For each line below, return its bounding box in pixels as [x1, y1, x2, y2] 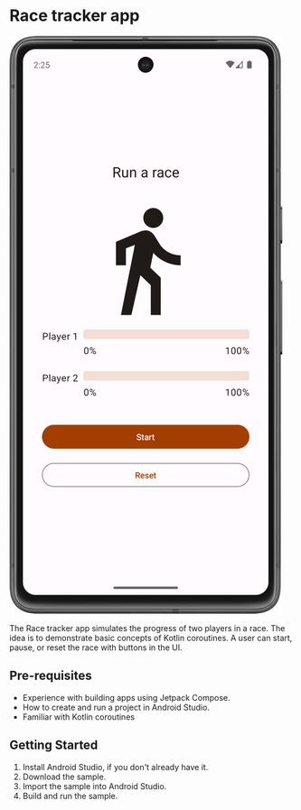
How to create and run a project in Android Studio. [22, 702, 211, 712]
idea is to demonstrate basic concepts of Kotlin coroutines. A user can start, [9, 632, 293, 643]
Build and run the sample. [22, 790, 118, 801]
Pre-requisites [9, 668, 92, 684]
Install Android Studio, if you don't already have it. [22, 761, 209, 772]
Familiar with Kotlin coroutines [22, 711, 136, 722]
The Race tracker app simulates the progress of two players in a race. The [9, 622, 286, 633]
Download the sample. [22, 771, 107, 782]
